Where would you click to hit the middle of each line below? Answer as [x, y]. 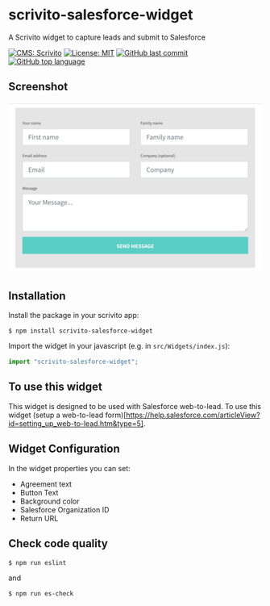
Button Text [39, 492]
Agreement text [46, 484]
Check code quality [58, 543]
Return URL [39, 518]
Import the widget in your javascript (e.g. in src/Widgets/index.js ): [119, 346]
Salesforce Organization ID [64, 509]
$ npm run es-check [41, 594]
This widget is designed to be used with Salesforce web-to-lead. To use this [135, 406]
